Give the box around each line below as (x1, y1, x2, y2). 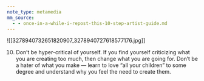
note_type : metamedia (7, 9, 62, 15)
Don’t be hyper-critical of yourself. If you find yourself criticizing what (15, 49, 190, 56)
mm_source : (7, 15, 35, 21)
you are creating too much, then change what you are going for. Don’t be (15, 55, 198, 63)
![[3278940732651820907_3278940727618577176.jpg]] (7, 37, 146, 44)
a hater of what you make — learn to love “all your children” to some (15, 62, 187, 69)
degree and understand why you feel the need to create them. (15, 68, 172, 76)
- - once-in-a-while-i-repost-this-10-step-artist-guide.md (12, 20, 168, 26)
